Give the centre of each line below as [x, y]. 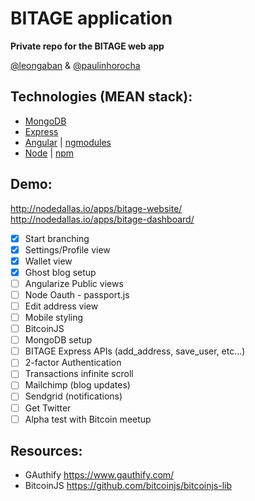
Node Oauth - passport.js [77, 294]
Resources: [46, 451]
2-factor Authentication [73, 363]
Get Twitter [48, 408]
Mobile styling [54, 317]
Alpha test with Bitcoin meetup [88, 419]
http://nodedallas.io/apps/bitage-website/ [96, 208]
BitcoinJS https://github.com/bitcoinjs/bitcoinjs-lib [128, 486]
